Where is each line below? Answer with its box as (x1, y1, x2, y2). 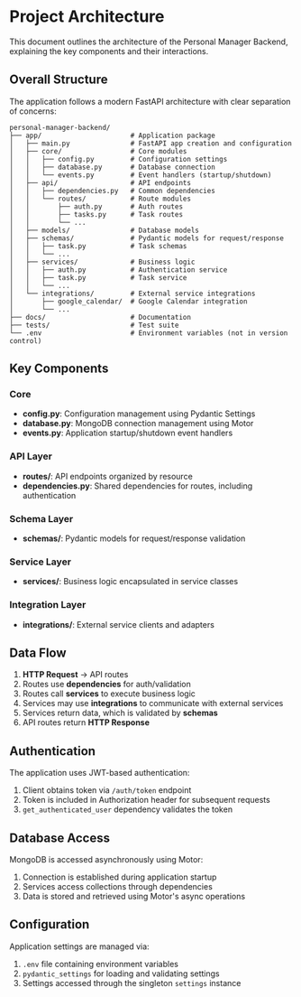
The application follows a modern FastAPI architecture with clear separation (9, 96, 291, 107)
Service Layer (9, 555, 72, 568)
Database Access (9, 830, 111, 845)
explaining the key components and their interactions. (9, 45, 209, 56)
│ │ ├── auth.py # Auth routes (9, 201, 183, 211)
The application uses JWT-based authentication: (9, 768, 190, 778)
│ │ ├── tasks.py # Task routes (9, 210, 183, 219)
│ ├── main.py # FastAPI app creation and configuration (9, 138, 293, 148)
